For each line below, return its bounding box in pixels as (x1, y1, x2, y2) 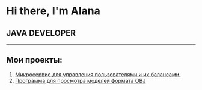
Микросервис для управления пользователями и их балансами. (14, 70, 181, 78)
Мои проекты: (6, 55, 63, 65)
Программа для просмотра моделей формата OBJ (14, 77, 146, 84)
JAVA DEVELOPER (6, 28, 76, 38)
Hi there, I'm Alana (6, 4, 101, 18)
